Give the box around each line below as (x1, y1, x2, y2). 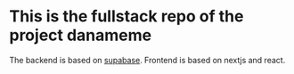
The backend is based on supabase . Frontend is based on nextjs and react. (9, 54, 286, 65)
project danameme (9, 25, 152, 45)
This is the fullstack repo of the (9, 6, 244, 27)
